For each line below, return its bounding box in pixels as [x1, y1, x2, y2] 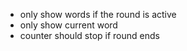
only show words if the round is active [19, 9, 177, 20]
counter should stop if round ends [19, 30, 160, 41]
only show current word [19, 19, 118, 31]
